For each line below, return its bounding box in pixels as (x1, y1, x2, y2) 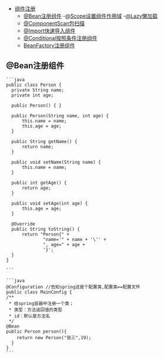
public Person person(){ (6, 329, 67, 334)
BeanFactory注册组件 (23, 42, 75, 49)
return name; (21, 144, 54, 150)
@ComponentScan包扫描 (23, 20, 85, 26)
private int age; (11, 92, 54, 98)
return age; (21, 185, 51, 191)
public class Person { (6, 82, 62, 88)
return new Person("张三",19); (16, 334, 92, 340)
